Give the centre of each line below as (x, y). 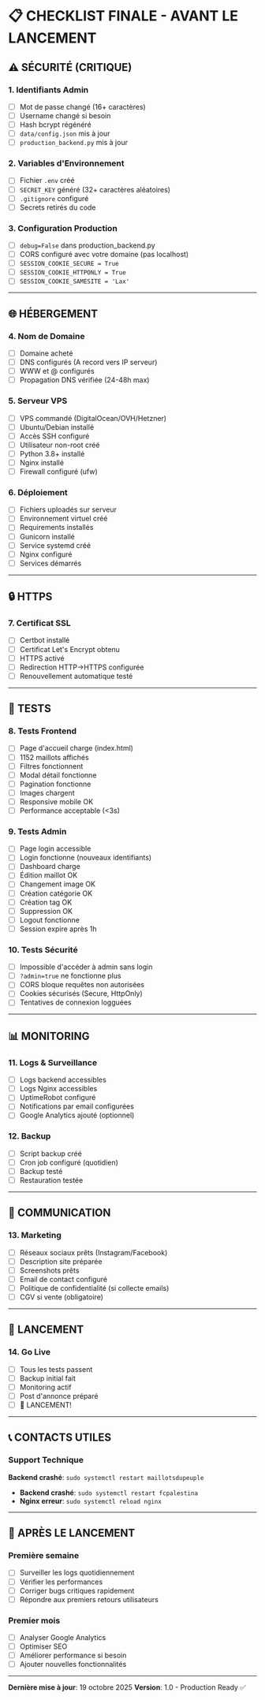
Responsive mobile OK (56, 801)
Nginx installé (42, 462)
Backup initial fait (48, 1378)
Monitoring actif (45, 1387)
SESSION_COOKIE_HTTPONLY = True (73, 273)
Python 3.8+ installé (52, 453)
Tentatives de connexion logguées (75, 1002)
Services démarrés (50, 563)
